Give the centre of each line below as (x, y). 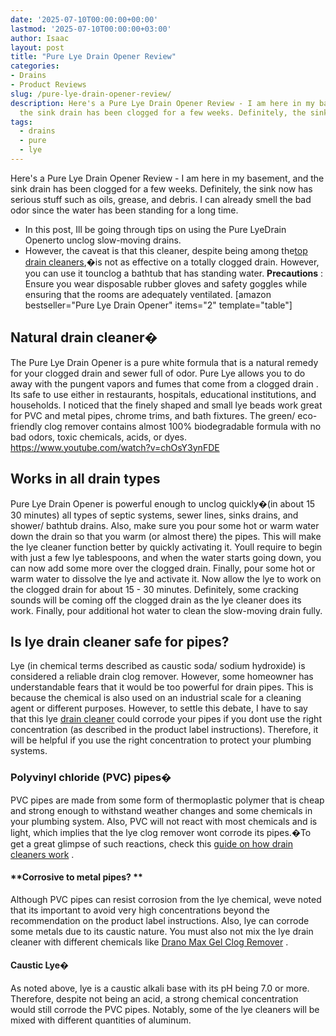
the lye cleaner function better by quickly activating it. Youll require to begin (166, 547)
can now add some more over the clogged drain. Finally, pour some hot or (163, 568)
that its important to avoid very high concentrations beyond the (140, 910)
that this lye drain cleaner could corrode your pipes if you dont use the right (166, 719)
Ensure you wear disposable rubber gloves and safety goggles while (166, 283)
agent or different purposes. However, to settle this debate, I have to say (159, 708)
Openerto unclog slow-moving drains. (103, 240)
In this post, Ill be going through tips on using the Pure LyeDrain (155, 229)
